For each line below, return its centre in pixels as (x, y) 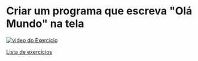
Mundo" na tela (45, 24)
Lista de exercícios (29, 51)
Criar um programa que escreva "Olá (99, 11)
